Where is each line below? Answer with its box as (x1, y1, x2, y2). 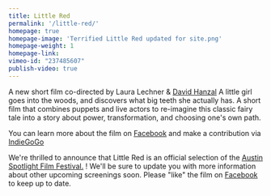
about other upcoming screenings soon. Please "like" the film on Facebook (8, 169, 258, 179)
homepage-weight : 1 (8, 42, 74, 50)
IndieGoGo (8, 137, 44, 147)
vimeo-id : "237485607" (8, 58, 85, 66)
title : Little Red (8, 11, 70, 20)
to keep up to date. (8, 178, 71, 188)
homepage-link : (8, 49, 60, 58)
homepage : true (8, 27, 60, 35)
